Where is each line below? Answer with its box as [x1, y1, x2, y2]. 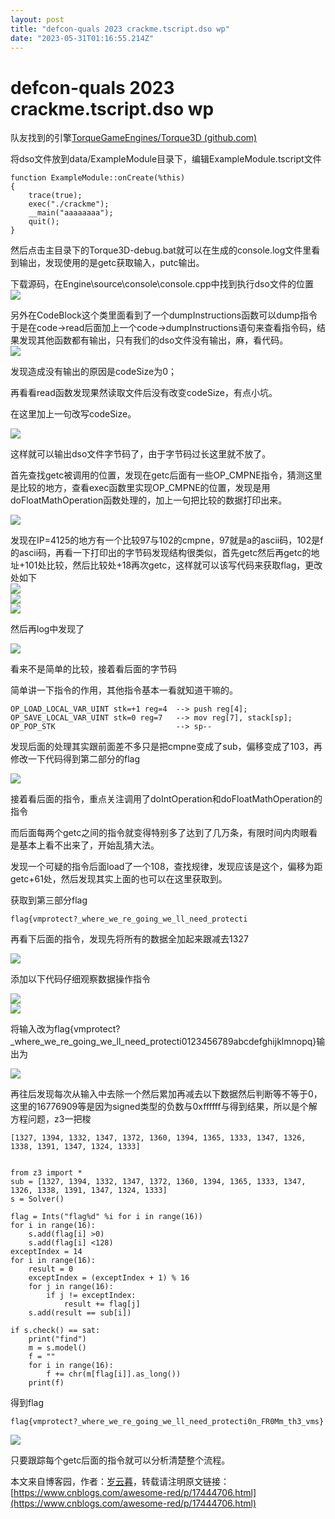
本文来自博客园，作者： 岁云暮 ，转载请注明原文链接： [10, 1476, 230, 1488]
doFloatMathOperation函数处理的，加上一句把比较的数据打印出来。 [10, 494, 288, 506]
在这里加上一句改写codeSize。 [10, 408, 137, 420]
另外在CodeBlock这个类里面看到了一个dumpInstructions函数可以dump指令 [10, 309, 318, 321]
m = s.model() [28, 1343, 87, 1353]
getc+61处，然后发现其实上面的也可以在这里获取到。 [10, 873, 228, 885]
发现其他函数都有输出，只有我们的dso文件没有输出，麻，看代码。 [18, 334, 289, 346]
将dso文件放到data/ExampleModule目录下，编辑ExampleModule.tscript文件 [10, 153, 322, 165]
